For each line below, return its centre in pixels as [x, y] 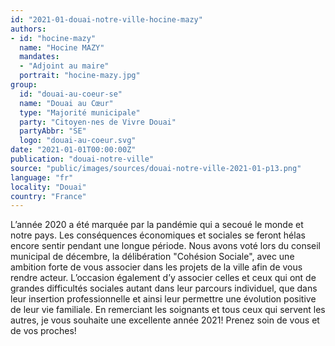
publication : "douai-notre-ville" [82, 159]
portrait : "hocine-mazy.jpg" [80, 76]
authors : [28, 29]
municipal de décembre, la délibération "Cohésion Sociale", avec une [152, 257]
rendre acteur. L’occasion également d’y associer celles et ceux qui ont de [163, 278]
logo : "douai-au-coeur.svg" [78, 141]
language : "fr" [42, 177]
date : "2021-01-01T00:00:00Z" [73, 150]
